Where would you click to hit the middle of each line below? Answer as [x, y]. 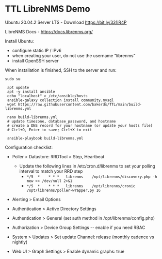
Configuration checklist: [29, 147]
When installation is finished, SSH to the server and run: [61, 70]
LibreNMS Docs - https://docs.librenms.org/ [49, 31]
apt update [18, 87]
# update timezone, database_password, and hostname [62, 121]
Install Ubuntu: [20, 41]
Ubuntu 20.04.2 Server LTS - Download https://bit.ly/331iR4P [66, 22]
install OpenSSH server [35, 61]
